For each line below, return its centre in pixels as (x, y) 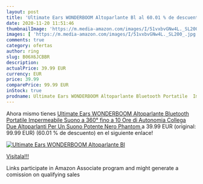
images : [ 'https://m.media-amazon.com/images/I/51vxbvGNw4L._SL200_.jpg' (102, 34)
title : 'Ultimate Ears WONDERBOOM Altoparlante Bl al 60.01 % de (90, 18)
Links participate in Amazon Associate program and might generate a (92, 168)
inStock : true (24, 91)
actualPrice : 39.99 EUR (36, 68)
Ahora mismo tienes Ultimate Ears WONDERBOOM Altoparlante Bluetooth (98, 113)
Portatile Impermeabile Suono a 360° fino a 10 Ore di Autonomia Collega (96, 120)
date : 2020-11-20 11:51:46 (40, 23)
